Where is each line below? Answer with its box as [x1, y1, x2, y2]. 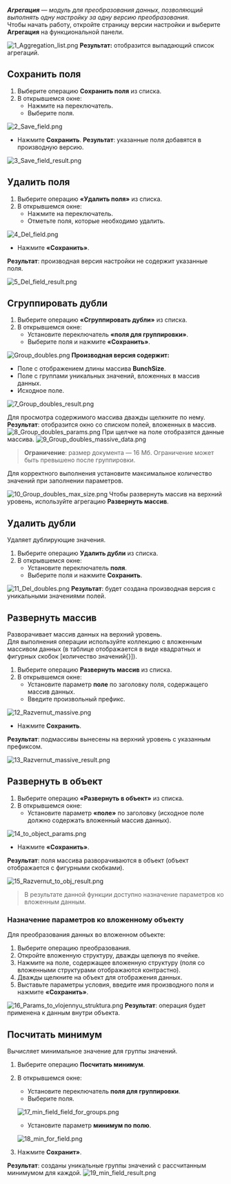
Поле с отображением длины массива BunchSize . [17, 365, 166, 373]
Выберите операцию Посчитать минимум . [17, 1060, 145, 1069]
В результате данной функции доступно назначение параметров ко [23, 890, 224, 898]
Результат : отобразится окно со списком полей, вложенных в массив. [7, 420, 217, 429]
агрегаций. [7, 48, 39, 57]
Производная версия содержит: [71, 351, 170, 360]
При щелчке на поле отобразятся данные [101, 428, 225, 436]
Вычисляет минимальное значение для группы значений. [7, 1047, 178, 1055]
